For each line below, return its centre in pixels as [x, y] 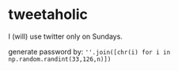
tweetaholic [48, 15]
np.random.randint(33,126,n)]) [60, 59]
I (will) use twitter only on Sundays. [65, 36]
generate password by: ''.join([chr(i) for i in [89, 51]
